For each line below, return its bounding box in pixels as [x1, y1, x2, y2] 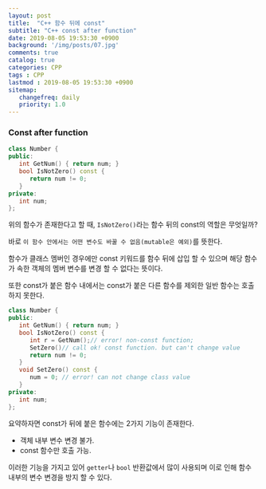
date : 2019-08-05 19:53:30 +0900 [8, 34, 119, 42]
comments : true [8, 49, 59, 57]
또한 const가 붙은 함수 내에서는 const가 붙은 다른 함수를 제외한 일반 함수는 [8, 281, 241, 290]
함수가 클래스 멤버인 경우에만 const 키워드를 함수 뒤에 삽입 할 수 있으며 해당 [8, 254, 243, 263]
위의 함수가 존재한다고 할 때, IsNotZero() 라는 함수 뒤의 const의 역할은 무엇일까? [8, 220, 258, 230]
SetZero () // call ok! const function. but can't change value [29, 344, 241, 352]
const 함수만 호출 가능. [19, 445, 92, 455]
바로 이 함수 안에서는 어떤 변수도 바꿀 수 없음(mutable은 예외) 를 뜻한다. [8, 237, 223, 246]
